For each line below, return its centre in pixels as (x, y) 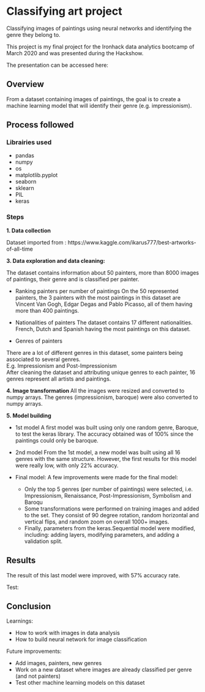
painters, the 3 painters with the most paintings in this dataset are (98, 297)
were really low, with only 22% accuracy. (67, 465)
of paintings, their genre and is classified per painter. (73, 279)
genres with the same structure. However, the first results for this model (106, 458)
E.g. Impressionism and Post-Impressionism (62, 365)
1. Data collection (28, 230)
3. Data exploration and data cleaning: (56, 260)
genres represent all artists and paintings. (59, 379)
